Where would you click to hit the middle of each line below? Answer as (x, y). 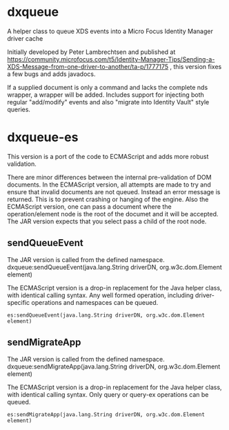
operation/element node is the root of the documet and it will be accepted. (113, 214)
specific (19, 302)
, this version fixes (196, 66)
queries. (19, 109)
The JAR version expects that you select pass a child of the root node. (107, 221)
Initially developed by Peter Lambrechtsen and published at (91, 52)
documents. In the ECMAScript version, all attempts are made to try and (109, 185)
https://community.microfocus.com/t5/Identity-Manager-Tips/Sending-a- (111, 59)
